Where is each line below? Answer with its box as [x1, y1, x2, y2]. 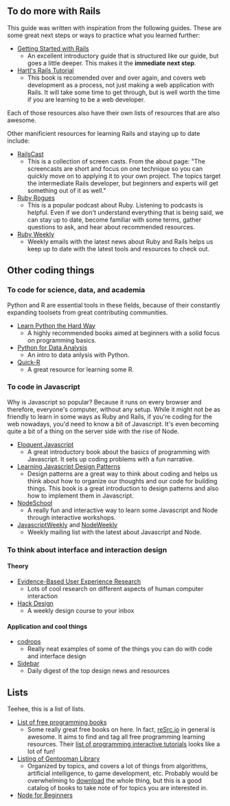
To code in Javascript [7, 382, 80, 392]
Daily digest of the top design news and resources [27, 667, 170, 675]
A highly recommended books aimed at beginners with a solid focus [27, 329, 220, 337]
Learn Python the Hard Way [16, 321, 96, 330]
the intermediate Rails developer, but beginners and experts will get [27, 179, 218, 187]
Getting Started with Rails [16, 44, 89, 52]
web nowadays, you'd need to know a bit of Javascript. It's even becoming [7, 419, 220, 428]
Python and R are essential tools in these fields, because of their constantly [7, 301, 221, 309]
